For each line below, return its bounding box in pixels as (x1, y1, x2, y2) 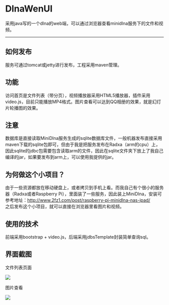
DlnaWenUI (5, 3, 53, 15)
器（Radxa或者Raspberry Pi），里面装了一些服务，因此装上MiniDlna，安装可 (5, 191, 162, 197)
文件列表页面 (5, 264, 32, 270)
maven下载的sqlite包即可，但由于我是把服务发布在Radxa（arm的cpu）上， (5, 141, 160, 147)
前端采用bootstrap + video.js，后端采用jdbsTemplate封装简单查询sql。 (5, 234, 151, 240)
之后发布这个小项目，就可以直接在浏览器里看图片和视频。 (5, 203, 124, 209)
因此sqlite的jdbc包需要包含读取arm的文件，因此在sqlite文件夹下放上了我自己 (5, 148, 163, 154)
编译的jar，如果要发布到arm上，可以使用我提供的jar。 (5, 154, 117, 160)
